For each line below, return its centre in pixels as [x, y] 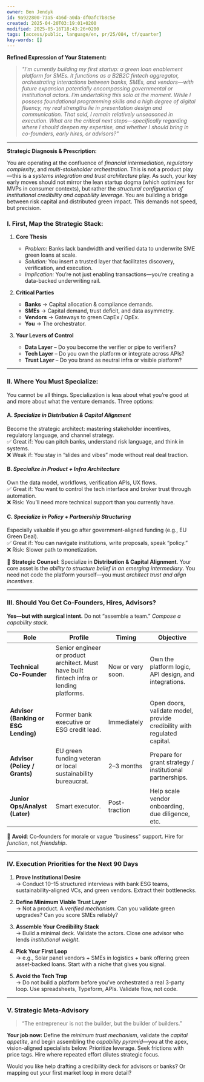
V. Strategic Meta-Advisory [48, 1010]
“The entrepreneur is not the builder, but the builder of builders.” [102, 1024]
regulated [163, 733]
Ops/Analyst [28, 806]
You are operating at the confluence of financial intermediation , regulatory [100, 163]
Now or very [126, 666]
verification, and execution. [59, 268]
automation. [22, 496]
